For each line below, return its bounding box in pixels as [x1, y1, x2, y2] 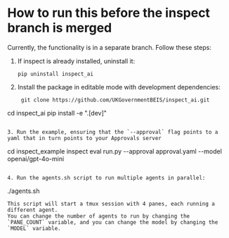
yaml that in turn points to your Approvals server [7, 134, 162, 142]
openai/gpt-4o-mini [7, 154, 65, 163]
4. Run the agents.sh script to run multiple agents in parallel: [7, 174, 206, 181]
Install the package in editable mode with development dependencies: [17, 82, 221, 91]
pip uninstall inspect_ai [17, 70, 93, 77]
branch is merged [7, 20, 112, 36]
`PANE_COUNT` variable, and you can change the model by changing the [7, 218, 218, 226]
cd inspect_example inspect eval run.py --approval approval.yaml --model [7, 146, 223, 156]
